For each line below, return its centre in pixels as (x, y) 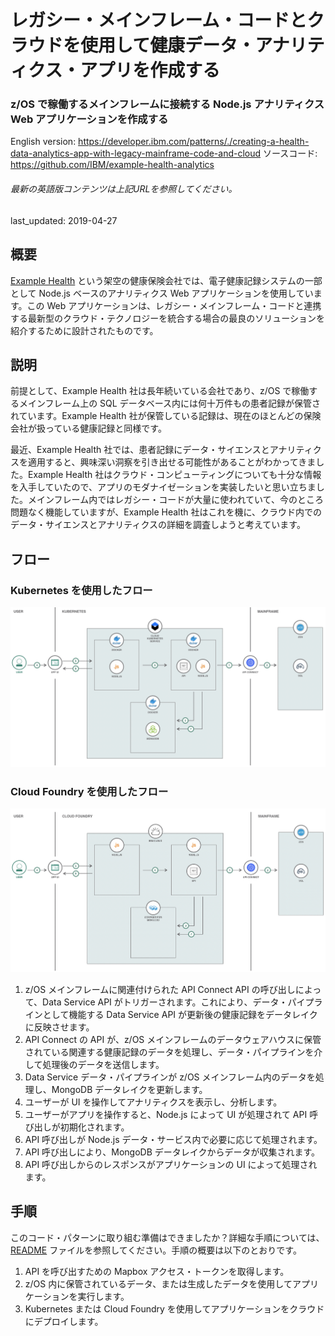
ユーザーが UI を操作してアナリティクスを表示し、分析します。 (153, 1102)
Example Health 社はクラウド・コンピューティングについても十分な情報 (174, 475)
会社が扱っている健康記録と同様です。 (88, 428)
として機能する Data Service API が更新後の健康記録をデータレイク (180, 1014)
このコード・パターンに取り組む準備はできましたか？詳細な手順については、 (167, 1237)
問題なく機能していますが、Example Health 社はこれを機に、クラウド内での (166, 512)
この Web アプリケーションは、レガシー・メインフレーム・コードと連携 (174, 305)
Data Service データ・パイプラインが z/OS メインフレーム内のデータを (170, 1077)
